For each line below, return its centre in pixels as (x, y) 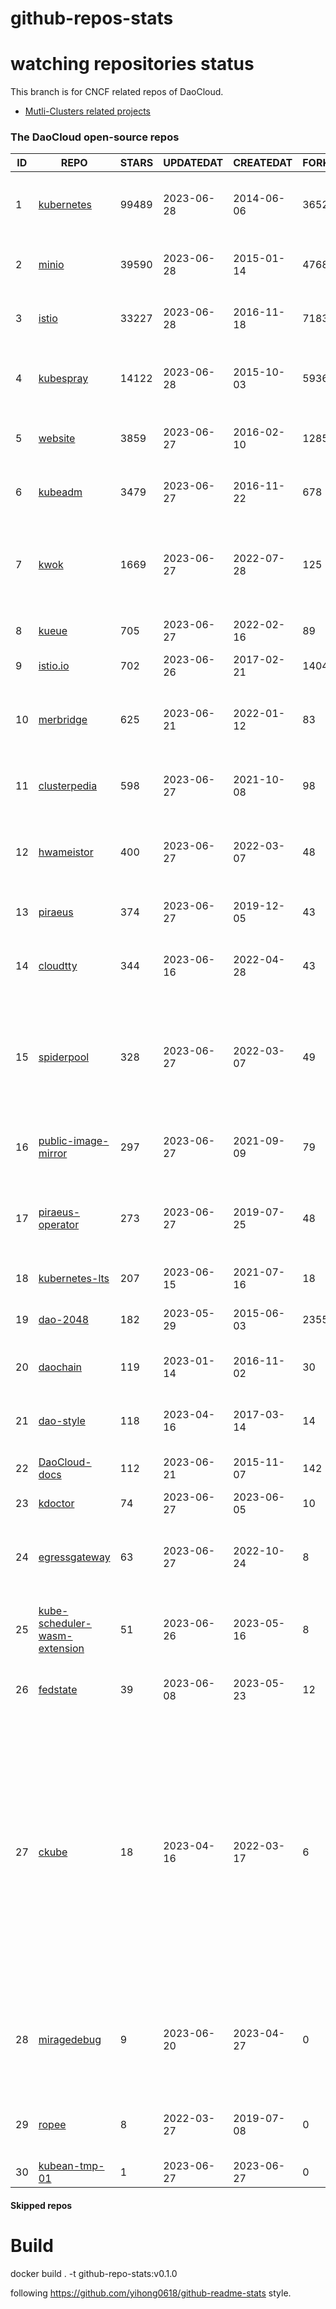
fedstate (58, 1690)
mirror (53, 1154)
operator (59, 1225)
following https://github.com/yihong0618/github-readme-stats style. (151, 2293)
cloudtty (58, 966)
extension (61, 1649)
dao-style (62, 1421)
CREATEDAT (263, 163)
